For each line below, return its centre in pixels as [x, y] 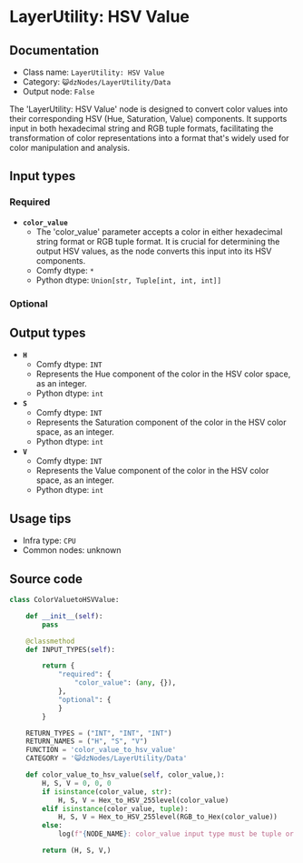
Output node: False [59, 91]
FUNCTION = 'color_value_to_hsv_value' [101, 750]
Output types [48, 333]
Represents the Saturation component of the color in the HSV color [161, 422]
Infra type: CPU [49, 541]
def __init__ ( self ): [64, 616]
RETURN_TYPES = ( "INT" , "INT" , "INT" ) [99, 733]
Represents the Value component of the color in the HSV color [152, 471]
